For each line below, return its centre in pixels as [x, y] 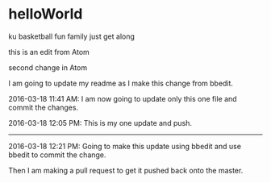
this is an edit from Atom [49, 52]
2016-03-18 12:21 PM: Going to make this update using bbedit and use [125, 146]
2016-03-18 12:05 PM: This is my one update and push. [100, 123]
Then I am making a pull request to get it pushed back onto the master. [126, 170]
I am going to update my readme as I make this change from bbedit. [121, 83]
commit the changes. [44, 107]
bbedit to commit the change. [57, 155]
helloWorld [46, 14]
